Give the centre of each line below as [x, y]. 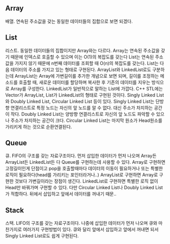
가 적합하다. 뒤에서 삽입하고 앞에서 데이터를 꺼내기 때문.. [61, 194]
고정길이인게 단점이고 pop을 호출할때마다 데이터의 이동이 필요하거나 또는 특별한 [84, 169]
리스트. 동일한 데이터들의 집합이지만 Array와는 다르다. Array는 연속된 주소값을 [82, 50]
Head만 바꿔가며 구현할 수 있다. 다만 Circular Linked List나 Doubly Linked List [84, 188]
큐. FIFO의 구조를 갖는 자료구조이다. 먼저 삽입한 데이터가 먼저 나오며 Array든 [81, 156]
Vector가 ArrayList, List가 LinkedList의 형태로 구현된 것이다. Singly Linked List [85, 95]
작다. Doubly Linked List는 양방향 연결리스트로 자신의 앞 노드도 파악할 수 [83, 114]
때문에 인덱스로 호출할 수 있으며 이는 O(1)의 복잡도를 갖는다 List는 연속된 [82, 57]
